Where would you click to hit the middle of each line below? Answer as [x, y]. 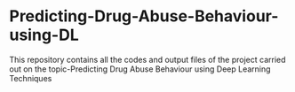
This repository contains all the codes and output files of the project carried [147, 59]
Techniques [31, 78]
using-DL [44, 35]
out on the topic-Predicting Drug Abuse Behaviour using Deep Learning [140, 69]
